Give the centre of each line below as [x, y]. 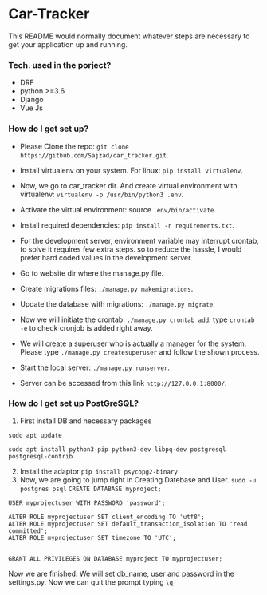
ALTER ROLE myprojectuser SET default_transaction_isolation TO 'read [128, 524]
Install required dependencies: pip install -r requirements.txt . [127, 225]
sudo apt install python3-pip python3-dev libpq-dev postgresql [117, 449]
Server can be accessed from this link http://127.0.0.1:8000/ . [123, 383]
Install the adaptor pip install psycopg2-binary [98, 471]
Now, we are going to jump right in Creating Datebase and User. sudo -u [138, 479]
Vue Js [31, 108]
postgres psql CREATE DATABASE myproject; [90, 489]
